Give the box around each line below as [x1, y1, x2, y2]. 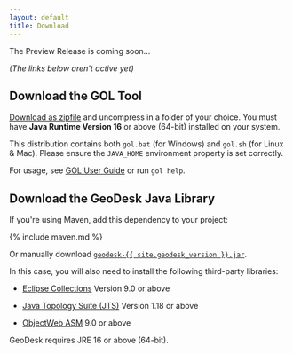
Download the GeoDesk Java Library [9, 191, 216, 206]
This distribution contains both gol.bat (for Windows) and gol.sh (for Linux [9, 138, 284, 149]
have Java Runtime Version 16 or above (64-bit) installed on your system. [9, 122, 281, 132]
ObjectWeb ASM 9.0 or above [21, 318, 131, 328]
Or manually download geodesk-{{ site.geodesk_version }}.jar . [9, 249, 247, 260]
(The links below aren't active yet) [9, 63, 135, 74]
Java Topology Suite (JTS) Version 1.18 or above [21, 301, 199, 311]
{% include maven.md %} [9, 232, 104, 242]
